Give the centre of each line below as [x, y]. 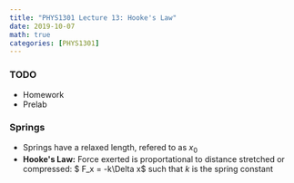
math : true [30, 34]
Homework [43, 94]
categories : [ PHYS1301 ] [55, 43]
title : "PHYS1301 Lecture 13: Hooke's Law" [93, 18]
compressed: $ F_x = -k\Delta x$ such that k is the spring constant [148, 169]
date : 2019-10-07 [42, 26]
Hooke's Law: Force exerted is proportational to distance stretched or [153, 159]
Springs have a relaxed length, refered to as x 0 [110, 148]
